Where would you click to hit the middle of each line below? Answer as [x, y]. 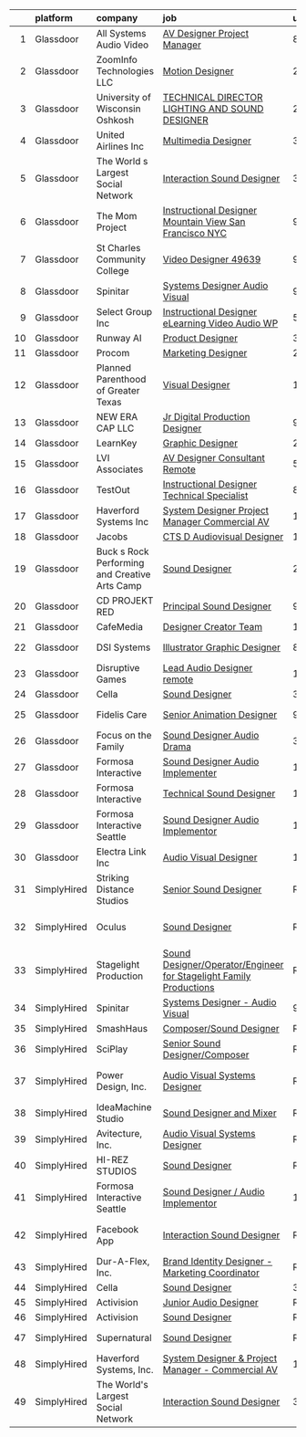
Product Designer [200, 338]
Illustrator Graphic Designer [221, 647]
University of [124, 97]
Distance [115, 889]
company [117, 18]
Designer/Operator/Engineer [223, 965]
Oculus [111, 927]
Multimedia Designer [207, 141]
